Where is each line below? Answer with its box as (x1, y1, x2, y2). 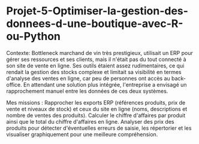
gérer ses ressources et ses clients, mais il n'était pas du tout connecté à (6, 56, 187, 63)
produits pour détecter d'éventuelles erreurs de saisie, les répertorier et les (6, 124, 192, 131)
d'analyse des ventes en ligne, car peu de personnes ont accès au (6, 75, 171, 82)
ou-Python (6, 30, 61, 43)
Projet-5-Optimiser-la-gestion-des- (6, 4, 189, 18)
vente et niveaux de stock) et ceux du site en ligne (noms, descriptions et (6, 105, 188, 112)
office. (6, 81, 22, 88)
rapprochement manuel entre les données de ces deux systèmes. (6, 87, 168, 94)
